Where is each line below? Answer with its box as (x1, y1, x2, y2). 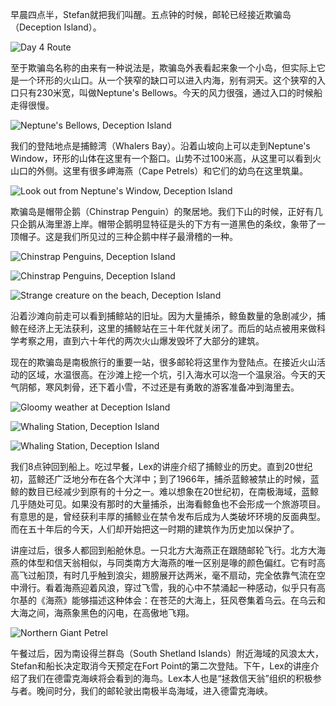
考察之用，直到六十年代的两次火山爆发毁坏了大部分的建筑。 (18, 335, 265, 347)
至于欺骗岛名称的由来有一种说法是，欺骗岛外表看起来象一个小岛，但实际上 (10, 62, 317, 73)
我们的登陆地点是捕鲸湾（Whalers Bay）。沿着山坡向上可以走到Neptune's (10, 140, 311, 152)
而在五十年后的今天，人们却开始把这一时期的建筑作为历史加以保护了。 (10, 523, 300, 535)
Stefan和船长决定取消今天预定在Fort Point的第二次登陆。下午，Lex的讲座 (10, 660, 311, 672)
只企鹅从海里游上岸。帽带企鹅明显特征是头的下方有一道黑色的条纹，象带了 (10, 218, 317, 230)
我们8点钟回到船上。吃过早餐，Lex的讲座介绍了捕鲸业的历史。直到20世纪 (10, 461, 313, 472)
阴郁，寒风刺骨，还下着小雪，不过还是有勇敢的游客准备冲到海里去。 (18, 381, 300, 393)
